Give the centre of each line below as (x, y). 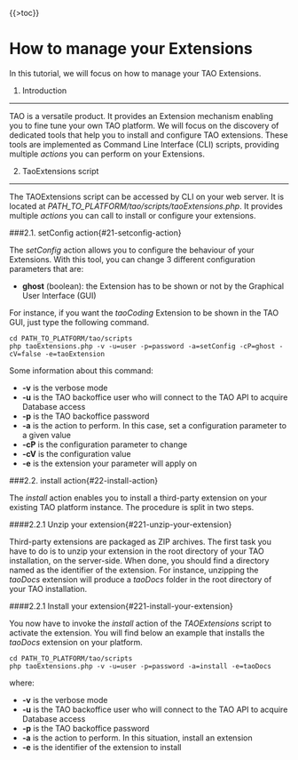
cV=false (25, 354)
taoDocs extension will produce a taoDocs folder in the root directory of (141, 579)
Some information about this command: (81, 370)
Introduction (44, 90)
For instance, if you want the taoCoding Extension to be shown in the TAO (144, 312)
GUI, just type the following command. (79, 322)
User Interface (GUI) (59, 295)
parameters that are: (47, 268)
